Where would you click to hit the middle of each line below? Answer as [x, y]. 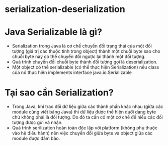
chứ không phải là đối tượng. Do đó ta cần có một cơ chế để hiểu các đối [87, 117]
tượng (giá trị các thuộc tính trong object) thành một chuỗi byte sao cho [86, 51]
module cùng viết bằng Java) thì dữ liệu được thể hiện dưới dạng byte [84, 112]
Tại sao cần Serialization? [59, 93]
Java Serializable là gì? [54, 32]
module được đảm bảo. [36, 138]
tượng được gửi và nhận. [37, 122]
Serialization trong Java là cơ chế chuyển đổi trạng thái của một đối [82, 46]
